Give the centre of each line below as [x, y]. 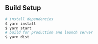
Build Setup [23, 8]
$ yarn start [18, 28]
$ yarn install [21, 24]
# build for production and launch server [49, 33]
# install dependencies [29, 19]
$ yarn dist [17, 37]
